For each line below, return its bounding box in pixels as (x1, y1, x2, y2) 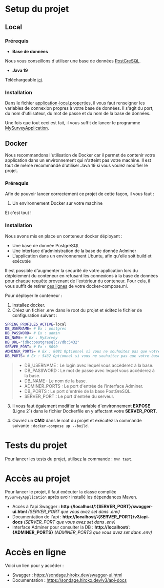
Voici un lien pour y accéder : (5, 563, 64, 568)
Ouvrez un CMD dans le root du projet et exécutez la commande (12, 417, 142, 423)
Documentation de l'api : (12, 514, 62, 520)
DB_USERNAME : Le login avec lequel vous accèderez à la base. (24, 362, 154, 368)
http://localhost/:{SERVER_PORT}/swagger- (61, 504, 153, 510)
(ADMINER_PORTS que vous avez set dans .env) (54, 529, 152, 535)
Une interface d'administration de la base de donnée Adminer (12, 248, 137, 254)
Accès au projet (5, 473, 70, 484)
